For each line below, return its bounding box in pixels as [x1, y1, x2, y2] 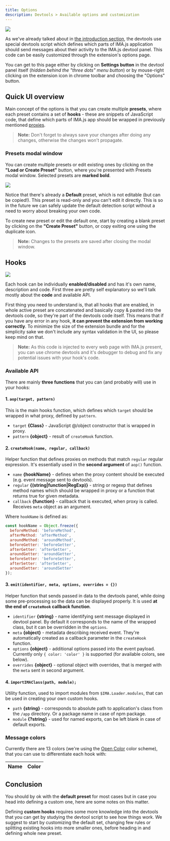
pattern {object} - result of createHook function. [12, 433, 114, 439]
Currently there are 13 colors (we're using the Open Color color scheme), [5, 746, 158, 752]
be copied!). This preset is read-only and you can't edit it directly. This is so [5, 197, 163, 203]
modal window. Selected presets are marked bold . [5, 172, 111, 178]
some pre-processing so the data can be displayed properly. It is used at [5, 598, 157, 604]
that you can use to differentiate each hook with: [5, 751, 107, 757]
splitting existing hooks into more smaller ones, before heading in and [5, 825, 151, 831]
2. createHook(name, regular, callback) [5, 445, 90, 451]
